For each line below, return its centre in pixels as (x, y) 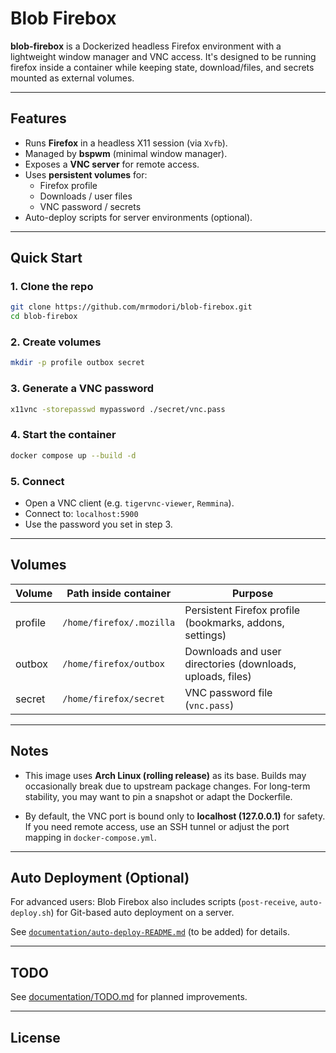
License (35, 1037)
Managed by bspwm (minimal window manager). (126, 153)
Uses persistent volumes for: (86, 174)
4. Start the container (63, 435)
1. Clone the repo (52, 287)
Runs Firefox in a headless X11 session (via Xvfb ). (126, 143)
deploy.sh (31, 913)
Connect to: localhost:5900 (81, 513)
